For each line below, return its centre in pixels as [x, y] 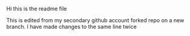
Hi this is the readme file [37, 9]
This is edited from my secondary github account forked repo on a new [95, 20]
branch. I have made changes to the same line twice [72, 27]
